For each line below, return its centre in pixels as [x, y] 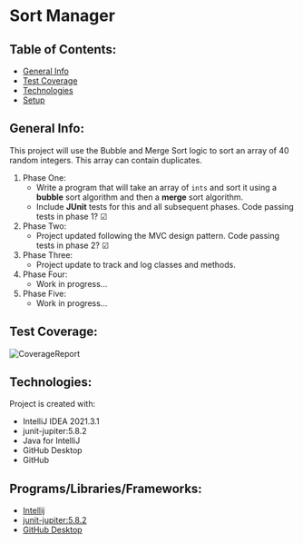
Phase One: [44, 177]
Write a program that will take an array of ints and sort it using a [156, 187]
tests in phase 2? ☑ [73, 245]
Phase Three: [48, 254]
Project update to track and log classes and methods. [136, 264]
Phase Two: [44, 226]
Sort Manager [63, 16]
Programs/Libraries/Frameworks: [106, 488]
